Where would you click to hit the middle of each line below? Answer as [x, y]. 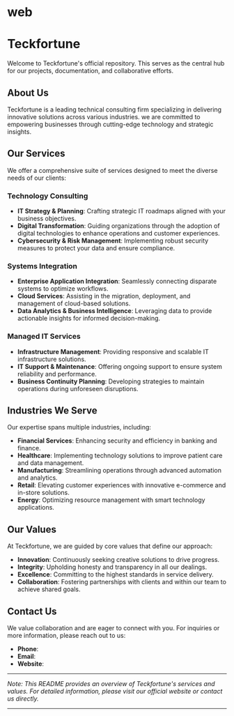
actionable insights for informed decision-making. [89, 319]
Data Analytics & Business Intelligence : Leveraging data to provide [115, 311]
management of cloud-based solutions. [74, 303]
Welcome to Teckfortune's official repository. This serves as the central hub [116, 63]
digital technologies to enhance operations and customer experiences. [119, 234]
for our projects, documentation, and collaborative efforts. [91, 71]
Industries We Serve [52, 411]
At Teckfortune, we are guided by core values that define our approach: [110, 546]
